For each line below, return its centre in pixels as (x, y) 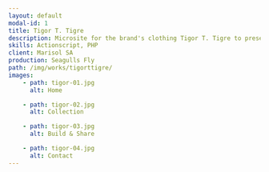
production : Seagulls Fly (51, 61)
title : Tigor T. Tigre (46, 30)
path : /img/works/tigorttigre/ (60, 68)
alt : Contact (51, 156)
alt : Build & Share (62, 134)
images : (21, 75)
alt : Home (46, 90)
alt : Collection (56, 112)
